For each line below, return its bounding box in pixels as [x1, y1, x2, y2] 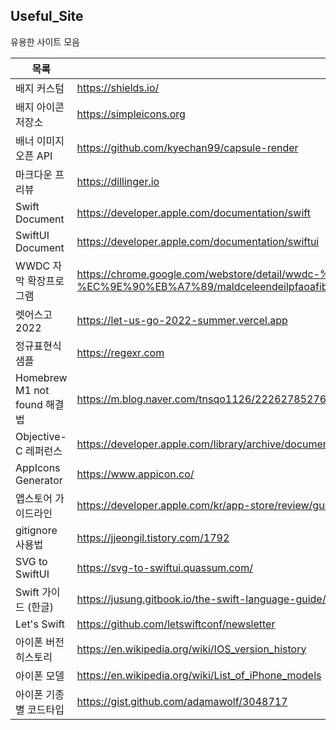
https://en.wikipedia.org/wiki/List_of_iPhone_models [76, 668, 322, 682]
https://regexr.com [76, 345, 165, 359]
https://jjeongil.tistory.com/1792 [76, 530, 230, 544]
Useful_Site [10, 8, 84, 25]
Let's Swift [15, 617, 65, 631]
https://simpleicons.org [76, 107, 186, 121]
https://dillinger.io [76, 174, 160, 188]
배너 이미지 [15, 134, 65, 148]
